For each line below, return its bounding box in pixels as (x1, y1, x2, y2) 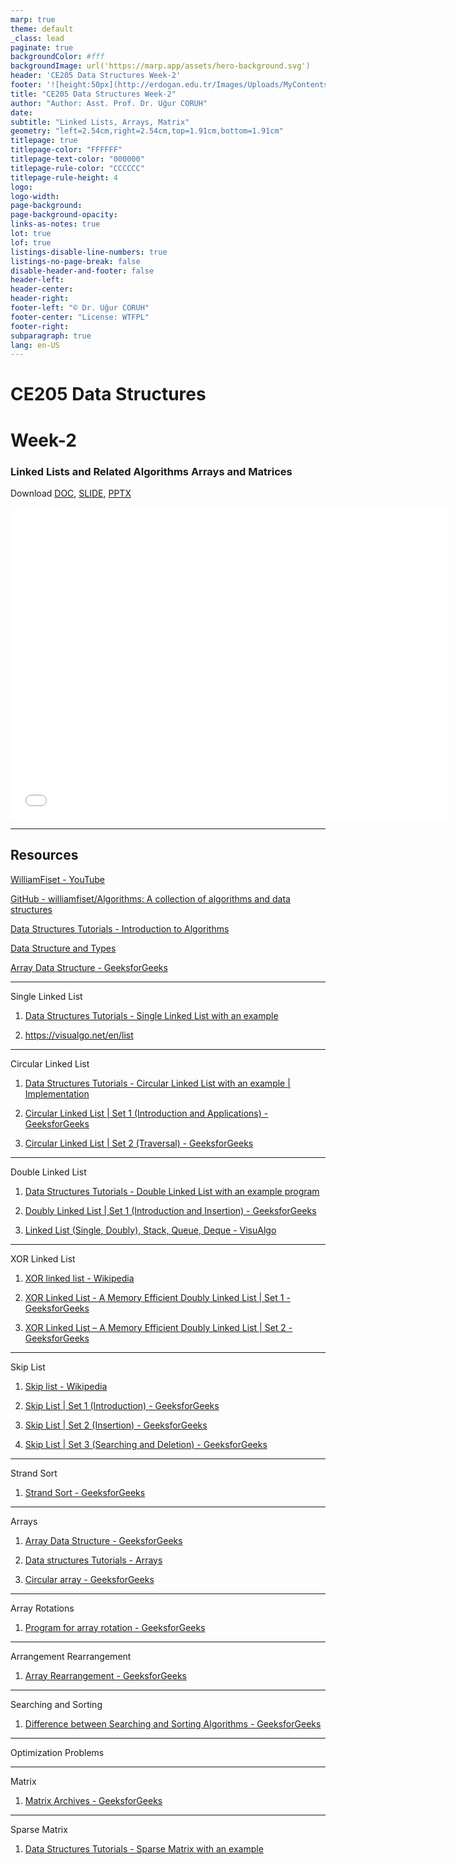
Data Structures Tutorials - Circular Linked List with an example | (24, 1077, 291, 1089)
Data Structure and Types (10, 942, 117, 954)
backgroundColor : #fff (10, 52, 105, 62)
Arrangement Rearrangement (10, 1650, 132, 1662)
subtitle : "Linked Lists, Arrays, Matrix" (10, 117, 190, 127)
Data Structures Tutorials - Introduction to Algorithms (10, 922, 230, 935)
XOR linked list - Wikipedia (24, 1272, 135, 1284)
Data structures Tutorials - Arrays (24, 1554, 163, 1566)
